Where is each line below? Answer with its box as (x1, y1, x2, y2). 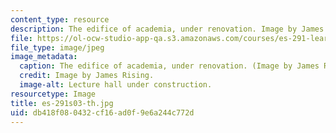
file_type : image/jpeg (10, 42, 105, 53)
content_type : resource (10, 14, 110, 25)
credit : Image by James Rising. (19, 71, 155, 81)
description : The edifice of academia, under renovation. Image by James (10, 24, 325, 34)
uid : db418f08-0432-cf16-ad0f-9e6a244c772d (10, 107, 195, 118)
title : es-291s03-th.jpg (10, 98, 114, 108)
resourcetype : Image (10, 89, 97, 99)
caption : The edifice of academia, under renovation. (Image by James (19, 61, 320, 71)
